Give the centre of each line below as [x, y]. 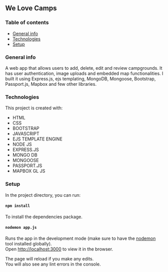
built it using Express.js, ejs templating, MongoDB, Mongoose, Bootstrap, [80, 79]
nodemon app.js [21, 228]
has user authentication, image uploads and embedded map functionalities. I [84, 73]
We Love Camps [31, 8]
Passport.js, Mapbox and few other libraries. [51, 84]
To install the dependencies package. [44, 217]
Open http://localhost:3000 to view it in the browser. [59, 249]
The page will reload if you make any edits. [49, 258]
